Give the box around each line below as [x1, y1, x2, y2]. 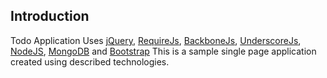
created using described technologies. [10, 55, 170, 68]
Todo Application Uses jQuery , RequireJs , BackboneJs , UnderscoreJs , [10, 34, 302, 46]
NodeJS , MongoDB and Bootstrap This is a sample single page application [10, 45, 317, 57]
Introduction [10, 8, 90, 25]
